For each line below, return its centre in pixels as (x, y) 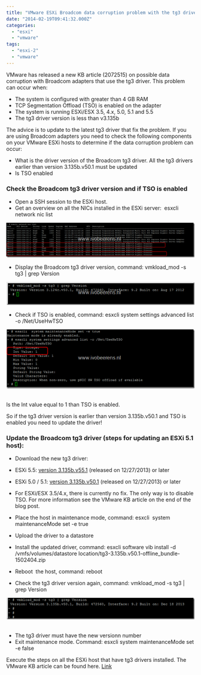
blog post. (27, 506)
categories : (21, 25)
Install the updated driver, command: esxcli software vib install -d (95, 547)
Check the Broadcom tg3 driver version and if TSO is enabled (97, 189)
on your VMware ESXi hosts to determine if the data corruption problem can (100, 142)
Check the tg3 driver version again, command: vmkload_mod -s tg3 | (100, 583)
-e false (25, 648)
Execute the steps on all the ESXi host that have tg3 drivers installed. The (96, 659)
